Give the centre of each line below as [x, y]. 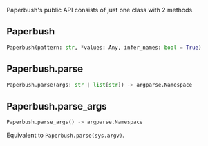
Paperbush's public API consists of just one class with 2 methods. [100, 10]
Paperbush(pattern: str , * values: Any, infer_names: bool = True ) [104, 48]
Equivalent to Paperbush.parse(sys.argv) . [66, 135]
